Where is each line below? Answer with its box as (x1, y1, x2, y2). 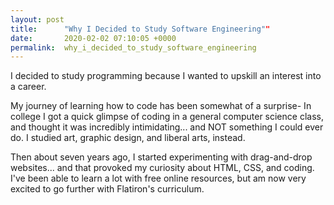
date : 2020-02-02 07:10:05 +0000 (10, 33, 177, 43)
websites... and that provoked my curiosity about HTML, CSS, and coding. (10, 162, 315, 174)
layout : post (10, 14, 65, 25)
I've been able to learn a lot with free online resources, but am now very (10, 172, 307, 185)
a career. (10, 81, 47, 93)
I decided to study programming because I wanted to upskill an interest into (10, 70, 322, 82)
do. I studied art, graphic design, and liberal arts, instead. (10, 132, 246, 144)
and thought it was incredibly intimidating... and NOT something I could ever (10, 121, 324, 133)
